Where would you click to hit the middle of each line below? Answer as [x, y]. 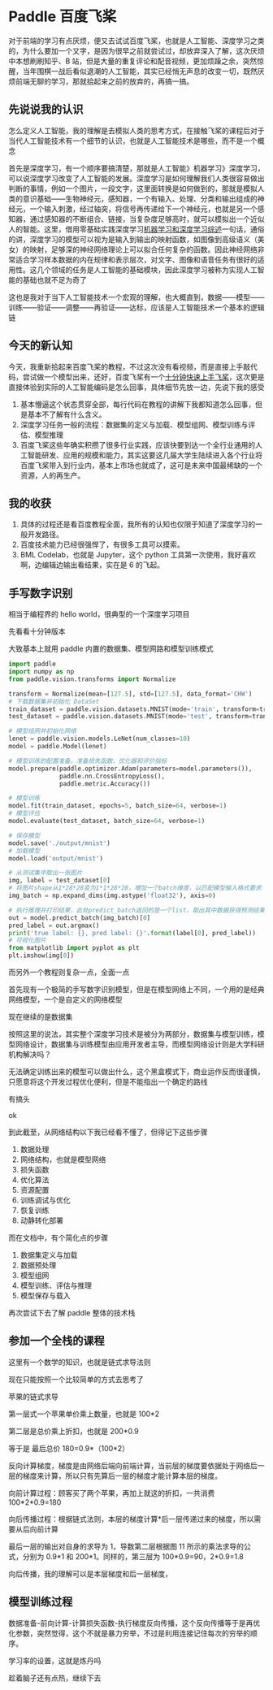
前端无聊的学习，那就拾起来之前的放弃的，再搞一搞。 [104, 81]
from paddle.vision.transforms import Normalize [92, 679]
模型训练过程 [41, 1602]
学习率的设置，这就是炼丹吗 [55, 1660]
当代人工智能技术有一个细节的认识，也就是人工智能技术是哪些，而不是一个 [133, 141]
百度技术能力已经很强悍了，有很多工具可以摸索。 [102, 544]
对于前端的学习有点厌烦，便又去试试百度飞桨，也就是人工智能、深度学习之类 [136, 41]
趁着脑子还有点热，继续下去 [55, 1678]
